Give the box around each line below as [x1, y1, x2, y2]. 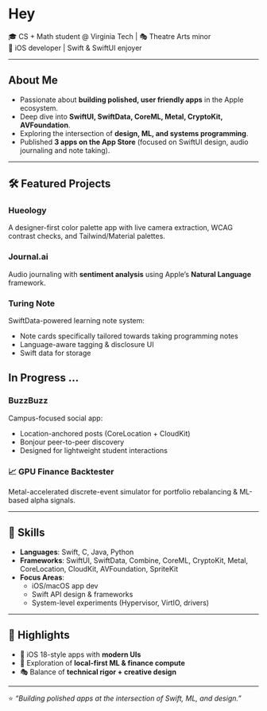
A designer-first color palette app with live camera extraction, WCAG [8, 223, 233, 232]
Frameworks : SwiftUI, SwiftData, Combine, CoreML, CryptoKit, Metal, [19, 555, 249, 565]
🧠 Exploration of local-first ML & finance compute [19, 658, 185, 667]
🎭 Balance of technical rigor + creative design [19, 666, 177, 677]
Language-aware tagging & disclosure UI [19, 340, 155, 350]
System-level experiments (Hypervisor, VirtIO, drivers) [31, 598, 209, 607]
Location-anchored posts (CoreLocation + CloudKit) [19, 428, 191, 438]
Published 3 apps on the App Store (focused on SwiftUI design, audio [19, 137, 249, 146]
